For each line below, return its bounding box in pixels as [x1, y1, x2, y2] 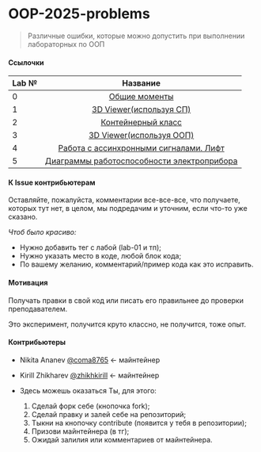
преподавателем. [8, 304, 68, 313]
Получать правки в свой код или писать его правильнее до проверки [8, 295, 244, 305]
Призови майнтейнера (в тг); [31, 426, 130, 436]
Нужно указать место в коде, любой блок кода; [19, 251, 182, 261]
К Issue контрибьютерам [8, 178, 96, 187]
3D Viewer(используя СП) [92, 104, 191, 115]
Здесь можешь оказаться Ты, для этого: [19, 385, 157, 395]
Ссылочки [8, 57, 45, 67]
